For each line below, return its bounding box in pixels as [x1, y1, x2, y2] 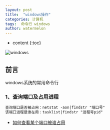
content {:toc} [12, 40, 41, 46]
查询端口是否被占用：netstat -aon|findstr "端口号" [5, 105, 105, 110]
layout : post [5, 7, 32, 13]
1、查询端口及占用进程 [5, 93, 59, 100]
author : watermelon [5, 26, 46, 31]
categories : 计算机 [5, 17, 43, 22]
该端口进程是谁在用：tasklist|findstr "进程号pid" [5, 110, 103, 115]
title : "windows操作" [5, 12, 51, 17]
